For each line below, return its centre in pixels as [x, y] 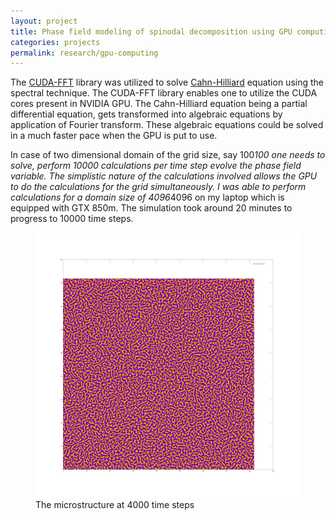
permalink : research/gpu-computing [84, 53]
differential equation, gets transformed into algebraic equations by [146, 114]
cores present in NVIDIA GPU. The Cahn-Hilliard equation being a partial [159, 104]
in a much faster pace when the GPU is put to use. [114, 136]
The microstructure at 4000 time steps [115, 505]
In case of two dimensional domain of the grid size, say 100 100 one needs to [168, 155]
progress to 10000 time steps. [72, 219]
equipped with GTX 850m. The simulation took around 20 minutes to [151, 208]
